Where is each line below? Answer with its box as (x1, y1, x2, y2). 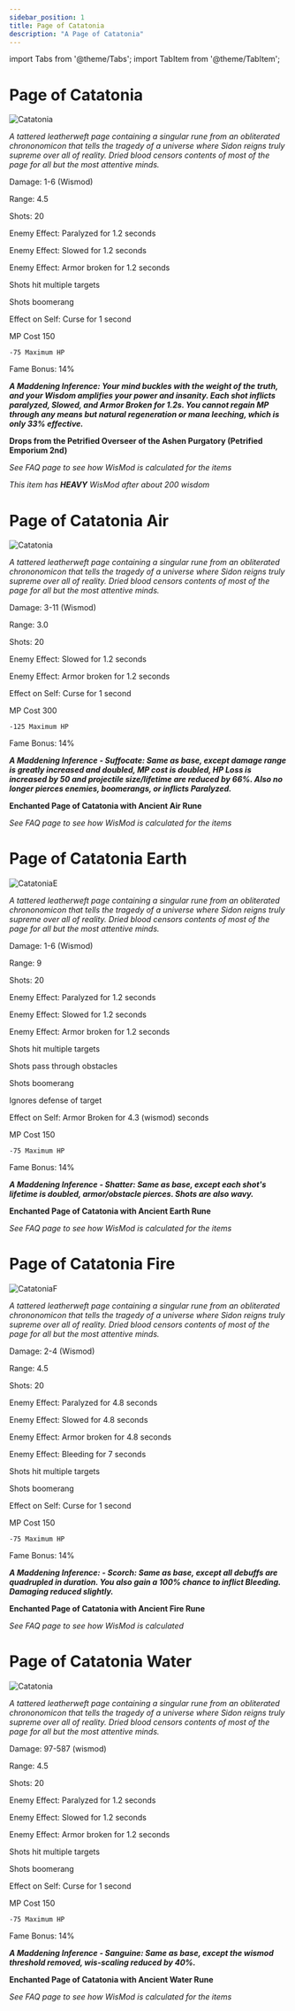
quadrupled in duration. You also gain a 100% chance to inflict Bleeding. (9, 1577, 281, 1588)
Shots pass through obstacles (9, 1060, 117, 1072)
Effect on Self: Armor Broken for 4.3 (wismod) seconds (9, 1113, 209, 1123)
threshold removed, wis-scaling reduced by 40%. (9, 1957, 196, 1968)
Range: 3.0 (9, 619, 49, 630)
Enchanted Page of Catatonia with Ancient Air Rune (9, 801, 202, 811)
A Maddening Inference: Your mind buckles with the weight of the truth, (9, 381, 278, 392)
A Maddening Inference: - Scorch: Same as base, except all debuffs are (9, 1567, 278, 1578)
